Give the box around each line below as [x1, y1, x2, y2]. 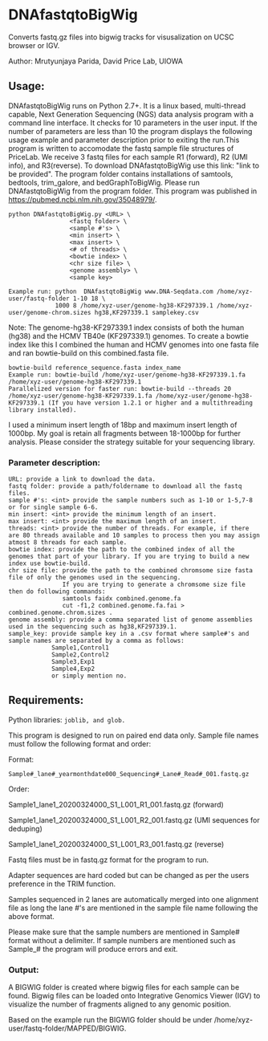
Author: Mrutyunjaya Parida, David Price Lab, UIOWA [8, 56, 183, 66]
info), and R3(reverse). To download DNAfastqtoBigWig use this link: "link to [8, 161, 259, 170]
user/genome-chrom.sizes [8, 308, 91, 316]
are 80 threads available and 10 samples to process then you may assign [8, 531, 261, 539]
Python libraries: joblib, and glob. [8, 714, 126, 724]
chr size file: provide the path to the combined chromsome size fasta [8, 567, 253, 575]
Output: [8, 964, 39, 975]
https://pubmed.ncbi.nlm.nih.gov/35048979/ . [8, 194, 157, 204]
